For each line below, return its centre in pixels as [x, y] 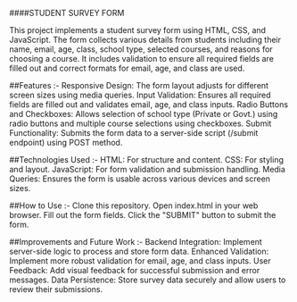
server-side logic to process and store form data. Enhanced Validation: [139, 251]
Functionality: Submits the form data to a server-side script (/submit [134, 133]
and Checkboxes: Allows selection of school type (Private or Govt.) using [144, 114]
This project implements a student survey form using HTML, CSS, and [137, 30]
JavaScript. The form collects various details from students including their [145, 40]
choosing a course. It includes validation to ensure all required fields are [142, 59]
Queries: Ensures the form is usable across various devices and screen [140, 179]
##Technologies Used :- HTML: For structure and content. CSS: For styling [146, 159]
